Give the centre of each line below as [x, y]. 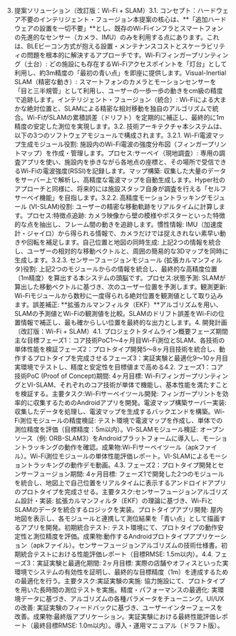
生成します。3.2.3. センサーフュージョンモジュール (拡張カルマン [109, 260]
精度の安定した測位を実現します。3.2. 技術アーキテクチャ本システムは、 [120, 126]
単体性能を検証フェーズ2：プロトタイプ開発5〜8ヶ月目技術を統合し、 [117, 349]
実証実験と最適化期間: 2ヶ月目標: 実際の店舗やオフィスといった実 [133, 563]
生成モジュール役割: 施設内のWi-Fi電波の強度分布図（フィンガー [114, 144]
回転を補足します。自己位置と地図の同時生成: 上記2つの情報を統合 [124, 242]
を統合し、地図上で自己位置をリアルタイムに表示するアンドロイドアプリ [120, 483]
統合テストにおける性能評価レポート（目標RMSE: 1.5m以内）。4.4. [117, 554]
